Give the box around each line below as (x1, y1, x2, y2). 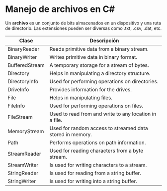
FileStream (7, 113, 33, 120)
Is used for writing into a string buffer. (49, 178, 138, 185)
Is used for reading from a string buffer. (49, 170, 142, 177)
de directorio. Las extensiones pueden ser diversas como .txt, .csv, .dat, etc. (5, 25, 162, 31)
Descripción (89, 37, 119, 44)
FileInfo (7, 102, 25, 109)
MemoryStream (7, 128, 44, 135)
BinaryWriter (7, 53, 37, 60)
